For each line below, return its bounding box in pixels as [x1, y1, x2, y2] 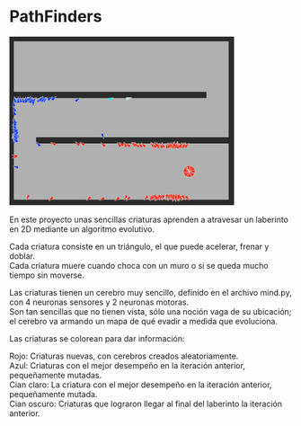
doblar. [9, 250, 36, 262]
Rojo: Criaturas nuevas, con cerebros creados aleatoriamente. [9, 351, 239, 361]
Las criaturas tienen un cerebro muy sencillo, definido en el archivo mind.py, [9, 287, 292, 297]
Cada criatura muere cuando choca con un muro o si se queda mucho [9, 260, 269, 271]
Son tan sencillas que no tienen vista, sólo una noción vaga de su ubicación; [9, 306, 292, 316]
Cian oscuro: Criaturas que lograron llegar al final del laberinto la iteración [9, 398, 283, 409]
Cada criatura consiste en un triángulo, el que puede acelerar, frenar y [9, 241, 270, 252]
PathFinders [9, 6, 102, 27]
